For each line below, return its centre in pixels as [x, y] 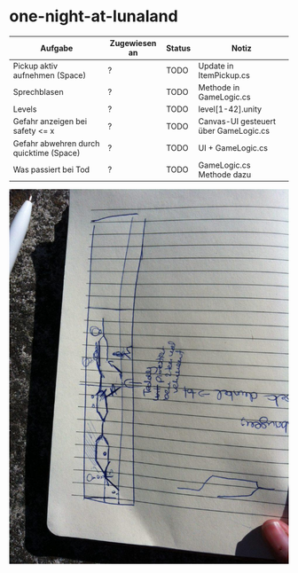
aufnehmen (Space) [50, 75]
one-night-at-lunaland [94, 16]
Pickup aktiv [35, 66]
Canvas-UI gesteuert [237, 122]
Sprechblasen [38, 92]
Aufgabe [57, 48]
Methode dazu [225, 174]
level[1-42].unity [230, 109]
